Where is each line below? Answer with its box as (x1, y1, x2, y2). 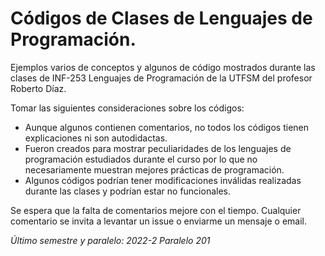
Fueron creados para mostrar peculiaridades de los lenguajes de (24, 142, 292, 154)
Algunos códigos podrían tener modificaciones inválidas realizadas (24, 174, 302, 186)
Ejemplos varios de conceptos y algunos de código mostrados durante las (10, 61, 316, 73)
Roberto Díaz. (10, 82, 67, 94)
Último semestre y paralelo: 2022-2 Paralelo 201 (10, 234, 211, 246)
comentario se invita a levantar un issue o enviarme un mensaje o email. (10, 215, 308, 227)
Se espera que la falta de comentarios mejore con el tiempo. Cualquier (10, 204, 302, 216)
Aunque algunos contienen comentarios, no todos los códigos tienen (24, 121, 310, 133)
